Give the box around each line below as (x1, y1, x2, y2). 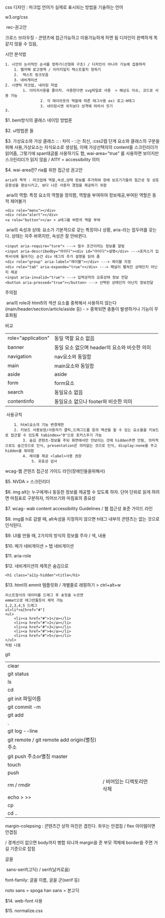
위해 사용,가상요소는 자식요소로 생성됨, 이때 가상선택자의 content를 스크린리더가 (5, 144, 158, 150)
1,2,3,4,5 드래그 (5, 603, 38, 608)
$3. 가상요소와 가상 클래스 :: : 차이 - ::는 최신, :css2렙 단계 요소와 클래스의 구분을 (5, 138, 160, 144)
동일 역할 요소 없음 (54, 335, 95, 341)
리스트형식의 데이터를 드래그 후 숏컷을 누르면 (5, 593, 83, 598)
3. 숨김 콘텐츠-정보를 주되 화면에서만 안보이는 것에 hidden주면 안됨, (23, 438, 146, 443)
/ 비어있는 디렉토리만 (102, 778, 148, 785)
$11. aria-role (5, 553, 31, 558)
